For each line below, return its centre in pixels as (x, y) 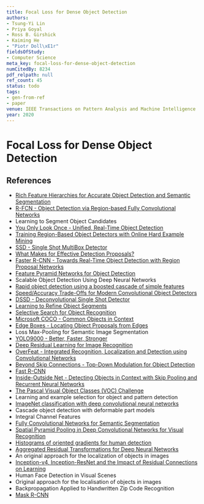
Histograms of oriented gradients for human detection (83, 443)
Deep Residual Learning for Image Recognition (74, 345)
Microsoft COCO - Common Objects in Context (74, 319)
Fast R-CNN (30, 371)
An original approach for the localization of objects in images (92, 456)
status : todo (23, 86)
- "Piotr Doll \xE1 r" (33, 47)
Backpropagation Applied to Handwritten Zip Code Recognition (95, 489)
